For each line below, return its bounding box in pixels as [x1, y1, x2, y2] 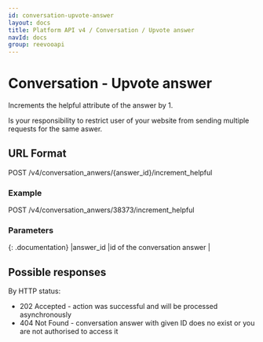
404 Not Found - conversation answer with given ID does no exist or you [19, 318, 255, 328]
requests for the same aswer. [8, 124, 103, 134]
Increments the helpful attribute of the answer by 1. [8, 101, 174, 110]
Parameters [8, 225, 53, 236]
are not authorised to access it [19, 327, 119, 336]
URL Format [8, 147, 67, 160]
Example [8, 187, 42, 198]
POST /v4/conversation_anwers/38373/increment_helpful [8, 205, 195, 215]
